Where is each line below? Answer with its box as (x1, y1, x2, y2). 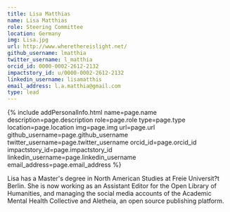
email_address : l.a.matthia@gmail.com (7, 82, 121, 89)
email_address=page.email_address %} (7, 161, 122, 169)
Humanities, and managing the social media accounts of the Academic (7, 189, 212, 198)
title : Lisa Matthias (7, 10, 71, 18)
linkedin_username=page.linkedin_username (7, 153, 136, 162)
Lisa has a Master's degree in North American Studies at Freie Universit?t (7, 174, 220, 183)
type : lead (7, 89, 39, 96)
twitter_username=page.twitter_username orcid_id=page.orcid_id (7, 138, 197, 146)
